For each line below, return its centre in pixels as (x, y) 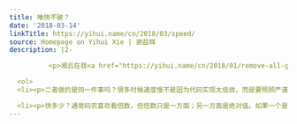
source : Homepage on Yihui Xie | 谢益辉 (83, 42)
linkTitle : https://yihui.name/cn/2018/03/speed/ (103, 33)
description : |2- (41, 50)
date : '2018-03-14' (45, 26)
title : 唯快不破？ (40, 17)
